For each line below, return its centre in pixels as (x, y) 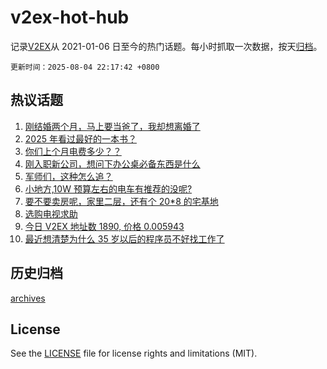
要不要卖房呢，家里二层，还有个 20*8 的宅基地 (121, 201)
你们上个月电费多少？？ (73, 151)
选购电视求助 (51, 213)
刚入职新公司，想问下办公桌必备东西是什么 (112, 163)
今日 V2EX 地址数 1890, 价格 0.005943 (104, 226)
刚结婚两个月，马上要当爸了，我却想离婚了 (112, 126)
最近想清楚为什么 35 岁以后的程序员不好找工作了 (124, 238)
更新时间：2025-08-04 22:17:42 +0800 (85, 67)
